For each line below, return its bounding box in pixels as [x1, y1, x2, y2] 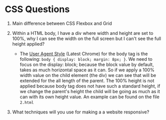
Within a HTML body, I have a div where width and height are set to [12, 30, 154, 36]
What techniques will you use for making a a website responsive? [12, 109, 150, 115]
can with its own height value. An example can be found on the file [19, 94, 160, 100]
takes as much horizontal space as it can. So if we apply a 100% [19, 67, 155, 73]
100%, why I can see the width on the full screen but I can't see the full [12, 35, 161, 42]
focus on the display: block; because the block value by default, [19, 61, 154, 67]
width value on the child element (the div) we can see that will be [19, 72, 156, 78]
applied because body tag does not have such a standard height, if [19, 83, 160, 89]
